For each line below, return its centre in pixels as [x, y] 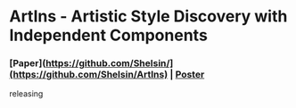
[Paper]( [28, 63]
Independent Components [108, 35]
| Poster [187, 75]
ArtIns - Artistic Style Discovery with [148, 17]
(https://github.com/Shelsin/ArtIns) [89, 75]
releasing [26, 94]
